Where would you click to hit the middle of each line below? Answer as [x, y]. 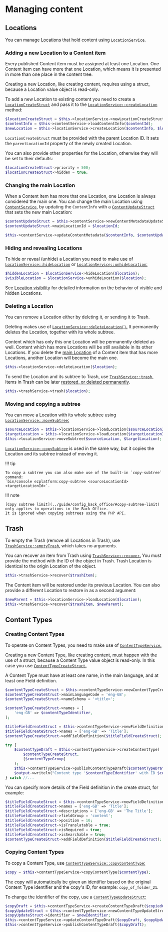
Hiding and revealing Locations [44, 248]
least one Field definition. [31, 680]
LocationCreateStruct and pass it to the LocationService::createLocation [81, 104]
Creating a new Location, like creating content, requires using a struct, [77, 84]
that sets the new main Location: [39, 212]
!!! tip [10, 463]
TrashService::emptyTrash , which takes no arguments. [61, 546]
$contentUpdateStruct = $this [37, 221]
